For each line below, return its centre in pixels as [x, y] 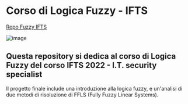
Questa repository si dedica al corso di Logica [91, 56]
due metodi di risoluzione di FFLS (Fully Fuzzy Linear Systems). [82, 95]
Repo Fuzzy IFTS [27, 27]
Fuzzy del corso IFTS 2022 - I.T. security [81, 65]
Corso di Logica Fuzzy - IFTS [77, 11]
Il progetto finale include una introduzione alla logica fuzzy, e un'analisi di [94, 88]
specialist [24, 75]
